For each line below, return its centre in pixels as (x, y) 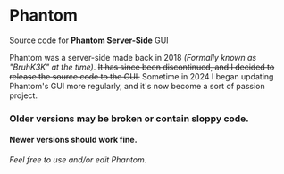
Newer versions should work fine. (73, 140)
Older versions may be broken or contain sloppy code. (129, 119)
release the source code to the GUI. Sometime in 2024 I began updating (142, 76)
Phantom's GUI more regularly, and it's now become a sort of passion (137, 86)
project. (24, 95)
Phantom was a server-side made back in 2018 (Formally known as (133, 57)
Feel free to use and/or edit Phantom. (78, 160)
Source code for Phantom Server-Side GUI (89, 40)
